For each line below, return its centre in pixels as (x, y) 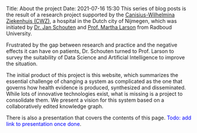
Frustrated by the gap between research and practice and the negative (92, 45)
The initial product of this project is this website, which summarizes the (92, 75)
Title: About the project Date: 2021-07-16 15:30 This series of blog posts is (96, 9)
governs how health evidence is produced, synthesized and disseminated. (96, 87)
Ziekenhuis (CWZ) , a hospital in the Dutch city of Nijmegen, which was (92, 21)
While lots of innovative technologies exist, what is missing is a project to (94, 94)
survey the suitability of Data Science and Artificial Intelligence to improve (96, 57)
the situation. (22, 64)
